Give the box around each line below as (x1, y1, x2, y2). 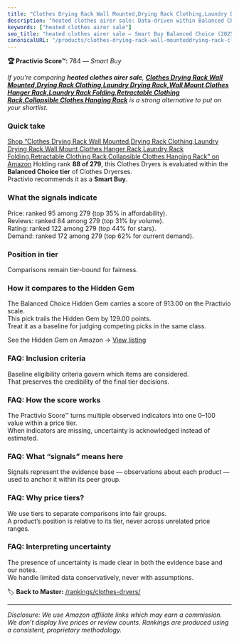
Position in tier (7, 249, 58, 259)
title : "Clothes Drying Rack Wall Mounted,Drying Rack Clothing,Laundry (7, 10, 228, 18)
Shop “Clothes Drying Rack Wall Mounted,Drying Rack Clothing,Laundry (7, 137, 219, 146)
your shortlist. (7, 104, 48, 112)
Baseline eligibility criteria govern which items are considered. (7, 370, 190, 378)
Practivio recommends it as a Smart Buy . (7, 175, 128, 183)
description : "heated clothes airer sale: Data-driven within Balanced (7, 17, 224, 24)
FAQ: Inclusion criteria (7, 353, 86, 363)
